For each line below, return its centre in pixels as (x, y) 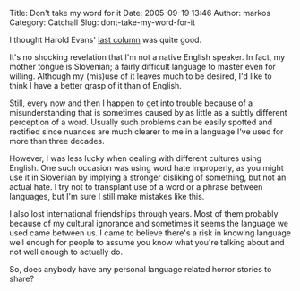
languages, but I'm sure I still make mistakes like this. (107, 197)
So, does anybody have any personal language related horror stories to (141, 269)
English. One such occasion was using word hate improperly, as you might (146, 168)
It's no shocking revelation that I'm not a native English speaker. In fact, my (147, 57)
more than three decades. (57, 141)
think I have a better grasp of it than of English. (95, 86)
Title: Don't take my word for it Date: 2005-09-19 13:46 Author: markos (140, 13)
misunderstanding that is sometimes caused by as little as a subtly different (149, 112)
